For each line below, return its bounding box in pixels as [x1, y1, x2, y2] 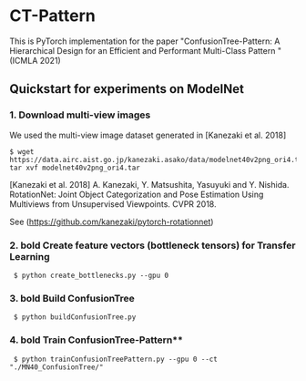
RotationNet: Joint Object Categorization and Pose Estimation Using [9, 189, 264, 200]
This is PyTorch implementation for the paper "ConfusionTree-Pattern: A [9, 36, 280, 46]
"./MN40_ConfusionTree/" [9, 362, 104, 372]
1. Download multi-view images [9, 108, 151, 121]
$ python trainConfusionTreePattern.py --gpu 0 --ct [13, 355, 219, 364]
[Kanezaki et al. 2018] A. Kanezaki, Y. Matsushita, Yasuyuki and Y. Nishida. [9, 179, 290, 190]
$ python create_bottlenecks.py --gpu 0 [13, 271, 169, 280]
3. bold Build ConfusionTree [9, 292, 135, 304]
